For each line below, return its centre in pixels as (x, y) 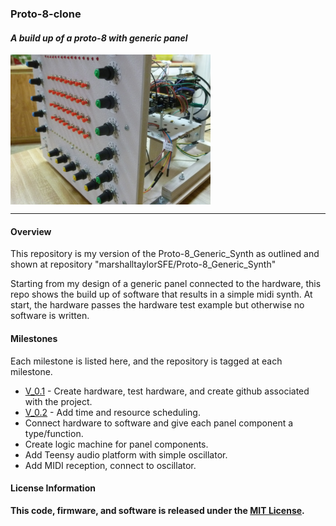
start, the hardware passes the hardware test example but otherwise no (157, 305)
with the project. (58, 401)
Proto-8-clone (46, 14)
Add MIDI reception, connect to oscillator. (110, 465)
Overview (31, 231)
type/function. (54, 433)
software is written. (50, 316)
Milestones (34, 338)
